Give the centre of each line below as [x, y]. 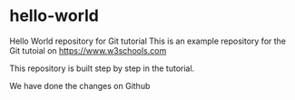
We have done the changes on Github [80, 85]
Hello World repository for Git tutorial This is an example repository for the [148, 41]
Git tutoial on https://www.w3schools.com [88, 50]
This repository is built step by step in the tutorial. [102, 68]
